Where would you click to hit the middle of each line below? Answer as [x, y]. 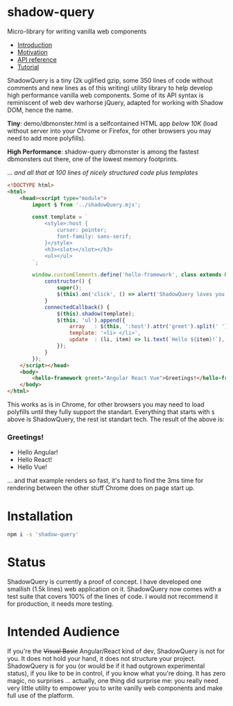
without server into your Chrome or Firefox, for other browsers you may [109, 131]
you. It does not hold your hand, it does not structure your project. [102, 659]
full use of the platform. [41, 696]
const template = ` [60, 217]
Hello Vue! [32, 467]
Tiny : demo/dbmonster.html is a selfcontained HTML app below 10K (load [112, 123]
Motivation [33, 52]
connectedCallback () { [77, 307]
